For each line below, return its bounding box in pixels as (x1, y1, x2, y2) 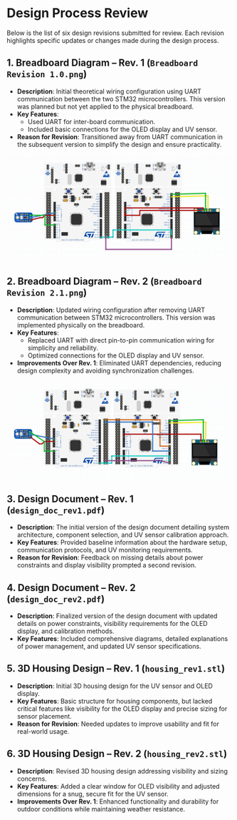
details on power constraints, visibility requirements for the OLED (16, 619, 208, 628)
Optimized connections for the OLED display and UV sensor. (27, 351, 204, 360)
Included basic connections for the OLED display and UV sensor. (27, 125, 218, 133)
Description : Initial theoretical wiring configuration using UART (16, 87, 202, 96)
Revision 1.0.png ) (6, 68, 87, 80)
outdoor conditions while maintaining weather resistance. (16, 804, 186, 813)
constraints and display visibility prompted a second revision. (16, 561, 197, 570)
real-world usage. (16, 727, 70, 736)
